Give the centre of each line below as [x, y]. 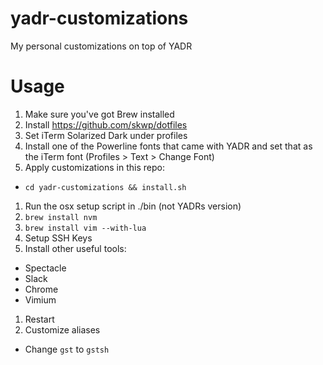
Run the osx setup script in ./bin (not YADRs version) [133, 206]
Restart [39, 319]
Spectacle [45, 268]
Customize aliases [62, 329]
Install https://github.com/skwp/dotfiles [106, 124]
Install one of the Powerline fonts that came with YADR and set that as [168, 146]
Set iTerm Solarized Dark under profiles [106, 135]
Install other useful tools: [75, 248]
